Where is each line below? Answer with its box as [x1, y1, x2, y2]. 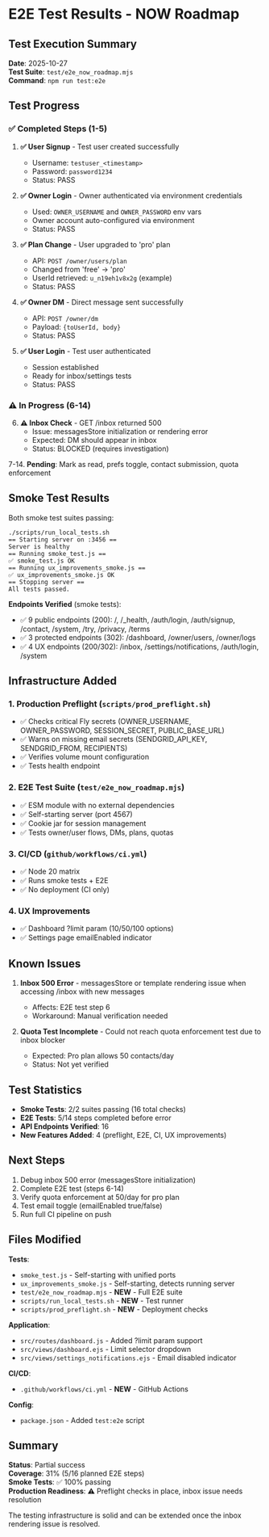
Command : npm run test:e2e [8, 76, 106, 85]
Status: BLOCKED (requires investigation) [31, 444, 169, 453]
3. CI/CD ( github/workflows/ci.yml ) [8, 848, 147, 859]
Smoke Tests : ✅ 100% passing [8, 1477, 111, 1487]
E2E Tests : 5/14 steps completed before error [19, 1113, 172, 1122]
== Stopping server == [8, 578, 85, 586]
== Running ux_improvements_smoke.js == [8, 563, 147, 572]
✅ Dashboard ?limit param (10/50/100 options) [19, 924, 174, 933]
